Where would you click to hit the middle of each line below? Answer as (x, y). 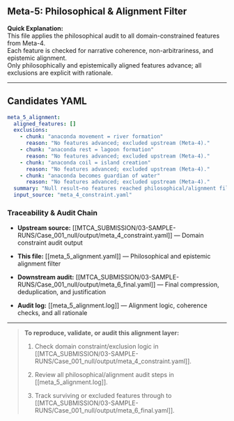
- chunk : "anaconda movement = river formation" (92, 137)
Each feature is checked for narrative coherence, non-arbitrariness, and (110, 50)
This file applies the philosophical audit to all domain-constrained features (114, 36)
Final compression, (192, 284)
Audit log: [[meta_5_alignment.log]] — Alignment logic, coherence (112, 305)
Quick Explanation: (36, 28)
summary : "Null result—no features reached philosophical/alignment (115, 189)
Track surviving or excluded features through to (103, 396)
